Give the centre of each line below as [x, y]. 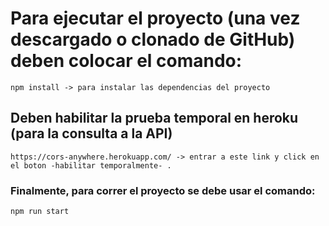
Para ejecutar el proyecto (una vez [155, 18]
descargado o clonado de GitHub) [153, 39]
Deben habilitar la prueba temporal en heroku [154, 118]
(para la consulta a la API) [91, 133]
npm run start [40, 212]
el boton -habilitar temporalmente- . [91, 165]
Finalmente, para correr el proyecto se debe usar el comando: [163, 190]
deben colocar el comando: [126, 61]
